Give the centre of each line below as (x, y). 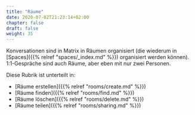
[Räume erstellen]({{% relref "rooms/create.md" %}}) (80, 86)
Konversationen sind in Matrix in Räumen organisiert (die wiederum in (92, 51)
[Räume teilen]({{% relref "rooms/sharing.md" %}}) (78, 105)
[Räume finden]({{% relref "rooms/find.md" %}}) (75, 93)
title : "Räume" (25, 12)
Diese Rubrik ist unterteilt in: (41, 75)
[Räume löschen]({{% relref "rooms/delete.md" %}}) (79, 100)
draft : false (22, 28)
